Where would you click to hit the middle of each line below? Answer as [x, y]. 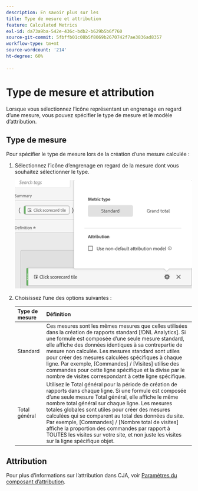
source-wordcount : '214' [37, 50]
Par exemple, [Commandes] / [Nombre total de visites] [112, 422]
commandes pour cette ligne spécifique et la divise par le [115, 370]
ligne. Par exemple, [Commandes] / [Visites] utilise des [113, 363]
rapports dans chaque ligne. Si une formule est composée [116, 391]
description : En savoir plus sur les [52, 12]
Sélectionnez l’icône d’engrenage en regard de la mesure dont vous [97, 166]
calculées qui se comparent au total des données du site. [115, 416]
